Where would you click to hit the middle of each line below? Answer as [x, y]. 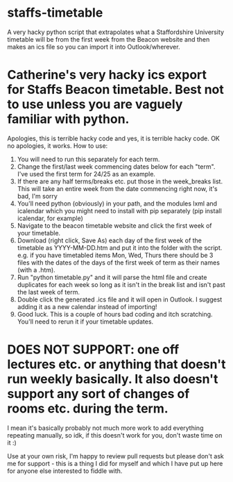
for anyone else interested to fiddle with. [65, 471]
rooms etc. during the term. [88, 409]
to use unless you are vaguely [95, 105]
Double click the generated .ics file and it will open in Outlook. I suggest [120, 299]
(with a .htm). [36, 269]
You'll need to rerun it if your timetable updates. [85, 322]
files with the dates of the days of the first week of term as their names [119, 263]
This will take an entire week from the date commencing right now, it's [117, 188]
